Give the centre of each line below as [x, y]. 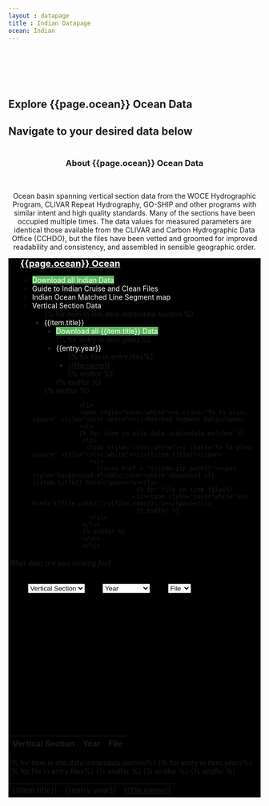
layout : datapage [39, 16]
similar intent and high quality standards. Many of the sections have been [134, 212]
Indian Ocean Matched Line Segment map [101, 296]
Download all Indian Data [73, 280]
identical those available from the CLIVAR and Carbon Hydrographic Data [134, 230]
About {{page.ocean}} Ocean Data [134, 163]
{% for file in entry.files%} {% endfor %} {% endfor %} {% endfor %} [122, 772]
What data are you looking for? [60, 563]
